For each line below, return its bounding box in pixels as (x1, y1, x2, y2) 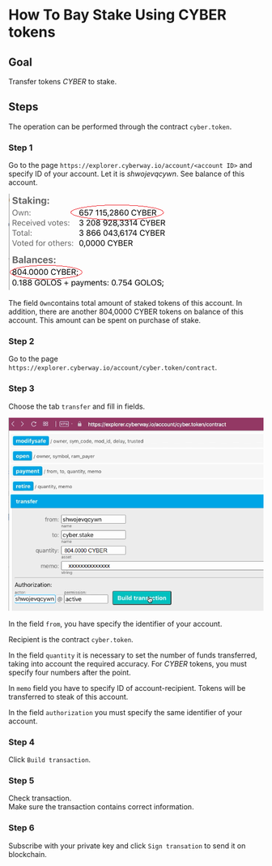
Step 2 (8, 336, 35, 347)
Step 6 (8, 822, 35, 834)
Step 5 (8, 774, 35, 786)
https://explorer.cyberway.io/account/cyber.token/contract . (8, 362, 218, 372)
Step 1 (8, 142, 33, 153)
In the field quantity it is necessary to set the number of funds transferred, (8, 650, 257, 660)
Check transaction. (8, 793, 72, 804)
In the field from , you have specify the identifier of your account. (8, 619, 223, 628)
